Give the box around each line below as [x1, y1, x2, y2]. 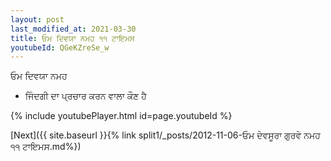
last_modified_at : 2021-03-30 [10, 24, 137, 34]
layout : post [10, 14, 65, 25]
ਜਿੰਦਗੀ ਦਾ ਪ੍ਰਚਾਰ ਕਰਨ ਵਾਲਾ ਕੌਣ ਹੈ [24, 90, 147, 102]
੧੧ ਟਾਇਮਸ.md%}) [10, 141, 82, 153]
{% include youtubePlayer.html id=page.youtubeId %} [10, 110, 233, 122]
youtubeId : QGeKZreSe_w [10, 42, 110, 53]
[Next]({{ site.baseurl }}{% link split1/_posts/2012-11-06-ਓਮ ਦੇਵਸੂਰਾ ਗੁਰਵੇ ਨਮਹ [10, 129, 321, 141]
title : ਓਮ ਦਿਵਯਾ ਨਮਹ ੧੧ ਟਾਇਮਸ [10, 33, 135, 43]
